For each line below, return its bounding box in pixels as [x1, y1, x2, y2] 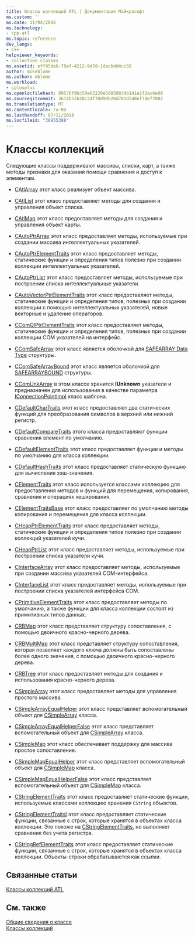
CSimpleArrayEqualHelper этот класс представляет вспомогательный [14, 706, 188, 713]
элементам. [6, 175, 36, 182]
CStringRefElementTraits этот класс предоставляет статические [14, 841, 173, 848]
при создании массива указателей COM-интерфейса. [14, 570, 149, 577]
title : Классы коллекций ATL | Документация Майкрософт [6, 8, 145, 15]
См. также [6, 903, 47, 913]
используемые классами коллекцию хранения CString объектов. [14, 799, 178, 806]
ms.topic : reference [6, 36, 57, 42]
